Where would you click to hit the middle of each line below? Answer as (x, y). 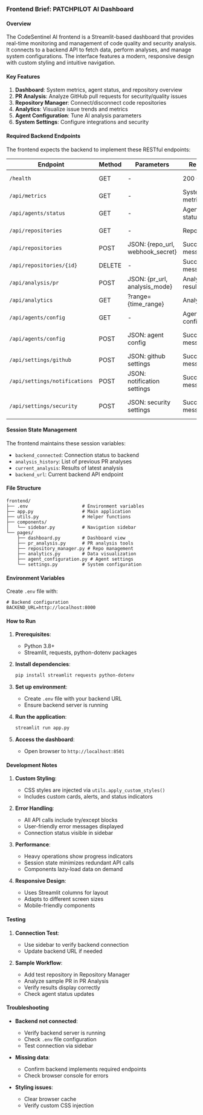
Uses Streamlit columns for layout (66, 893)
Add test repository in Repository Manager (77, 974)
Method (110, 164)
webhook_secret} (152, 252)
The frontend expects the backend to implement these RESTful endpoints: (98, 149)
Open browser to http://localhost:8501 (74, 751)
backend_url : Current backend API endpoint (69, 474)
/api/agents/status (37, 213)
